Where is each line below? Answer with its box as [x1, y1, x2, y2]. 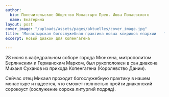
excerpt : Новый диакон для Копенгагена [5, 36, 90, 41]
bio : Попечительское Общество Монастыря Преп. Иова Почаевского [10, 12, 150, 17]
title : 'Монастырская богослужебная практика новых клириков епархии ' [5, 31, 166, 36]
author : [5, 7, 22, 13]
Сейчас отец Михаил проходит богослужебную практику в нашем [5, 75, 151, 81]
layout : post [5, 21, 33, 27]
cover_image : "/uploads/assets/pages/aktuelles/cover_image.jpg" [5, 27, 147, 32]
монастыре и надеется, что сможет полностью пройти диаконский [5, 80, 152, 87]
